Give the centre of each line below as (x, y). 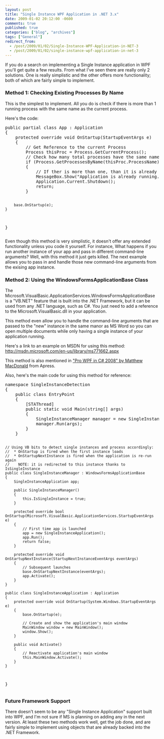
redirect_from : (20, 42)
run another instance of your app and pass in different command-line (74, 251)
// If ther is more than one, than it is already (96, 172)
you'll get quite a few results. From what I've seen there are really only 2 (78, 70)
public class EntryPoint (45, 394)
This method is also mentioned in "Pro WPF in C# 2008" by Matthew (74, 361)
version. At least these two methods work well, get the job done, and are (78, 722)
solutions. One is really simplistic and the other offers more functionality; (78, 75)
